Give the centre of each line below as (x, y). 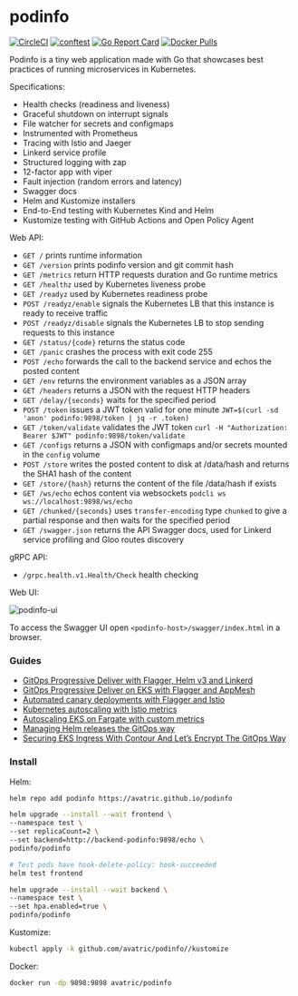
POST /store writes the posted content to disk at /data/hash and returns (156, 464)
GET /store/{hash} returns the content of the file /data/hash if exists (149, 483)
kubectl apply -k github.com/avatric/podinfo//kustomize (119, 949)
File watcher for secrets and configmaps (98, 123)
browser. (26, 636)
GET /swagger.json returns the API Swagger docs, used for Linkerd (147, 529)
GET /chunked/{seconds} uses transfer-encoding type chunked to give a (154, 510)
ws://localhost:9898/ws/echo (77, 501)
